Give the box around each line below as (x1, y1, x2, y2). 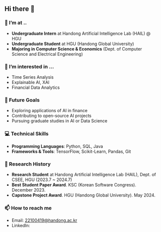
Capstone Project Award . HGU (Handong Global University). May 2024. (11, 192, 156, 198)
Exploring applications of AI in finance (11, 108, 88, 114)
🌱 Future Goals (4, 97, 40, 103)
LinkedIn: (11, 223, 30, 229)
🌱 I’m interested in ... (4, 63, 54, 70)
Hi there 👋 (4, 5, 35, 13)
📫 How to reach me (4, 204, 52, 211)
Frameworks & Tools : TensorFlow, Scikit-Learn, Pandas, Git (11, 149, 131, 154)
